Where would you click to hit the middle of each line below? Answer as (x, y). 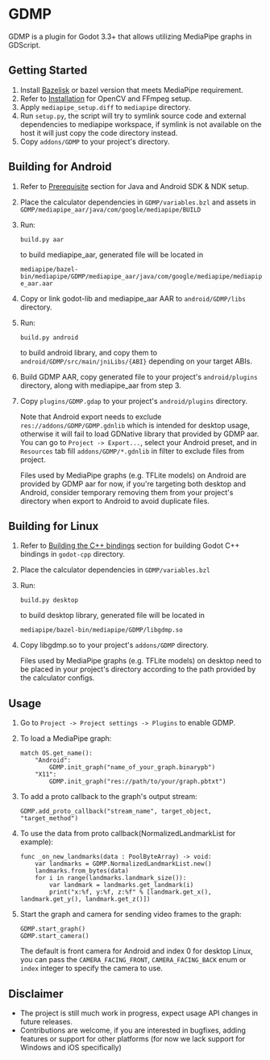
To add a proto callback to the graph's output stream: (108, 797)
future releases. (46, 1022)
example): (37, 842)
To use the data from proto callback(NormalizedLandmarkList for (128, 834)
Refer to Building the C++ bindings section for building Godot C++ (130, 545)
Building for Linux (54, 526)
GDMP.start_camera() (54, 936)
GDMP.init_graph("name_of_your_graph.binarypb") (133, 768)
